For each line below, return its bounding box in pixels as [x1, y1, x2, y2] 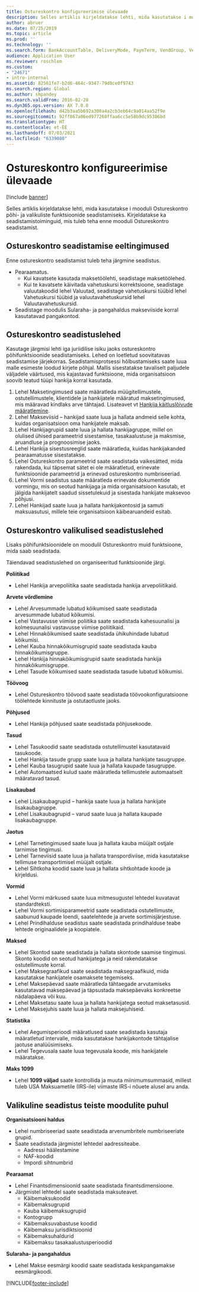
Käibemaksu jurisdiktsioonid [23, 1226, 93, 1233]
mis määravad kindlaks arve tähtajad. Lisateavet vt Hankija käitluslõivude [14, 401, 193, 408]
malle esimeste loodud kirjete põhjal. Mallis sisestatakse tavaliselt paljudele [6, 364, 190, 372]
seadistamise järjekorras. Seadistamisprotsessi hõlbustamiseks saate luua [6, 358, 187, 365]
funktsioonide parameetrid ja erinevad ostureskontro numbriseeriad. [14, 470, 182, 478]
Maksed [6, 937, 27, 944]
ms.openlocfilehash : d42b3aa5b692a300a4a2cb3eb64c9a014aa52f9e [6, 108, 166, 114]
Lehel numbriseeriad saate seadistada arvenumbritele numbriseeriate [14, 1127, 185, 1134]
